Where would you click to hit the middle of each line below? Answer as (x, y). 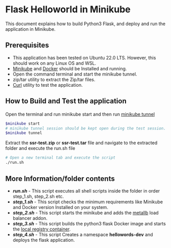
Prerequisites (27, 45)
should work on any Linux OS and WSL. (54, 63)
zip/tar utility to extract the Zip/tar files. (54, 79)
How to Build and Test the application (66, 101)
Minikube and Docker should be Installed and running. (70, 68)
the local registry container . (41, 229)
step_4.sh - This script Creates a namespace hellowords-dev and (83, 234)
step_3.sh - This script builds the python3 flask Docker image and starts (89, 223)
